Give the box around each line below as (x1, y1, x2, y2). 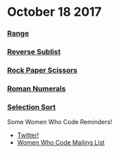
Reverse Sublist (7, 47, 61, 57)
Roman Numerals (7, 84, 66, 93)
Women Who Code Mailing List (17, 139, 105, 147)
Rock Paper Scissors (7, 65, 78, 75)
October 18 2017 (7, 4, 102, 20)
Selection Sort (7, 102, 56, 112)
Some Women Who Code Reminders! (7, 118, 112, 126)
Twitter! (17, 131, 39, 139)
